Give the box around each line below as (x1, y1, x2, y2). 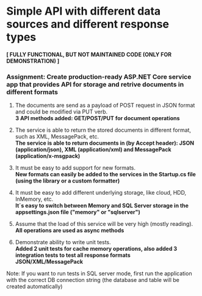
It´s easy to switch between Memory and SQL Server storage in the (15, 202, 189, 209)
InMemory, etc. (15, 195, 54, 203)
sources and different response (6, 17, 170, 31)
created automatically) (6, 283, 63, 291)
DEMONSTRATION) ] (6, 57, 60, 65)
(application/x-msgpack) (15, 153, 81, 160)
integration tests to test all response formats (15, 251, 131, 259)
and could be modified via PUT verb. (15, 108, 108, 115)
